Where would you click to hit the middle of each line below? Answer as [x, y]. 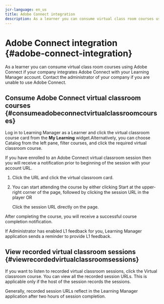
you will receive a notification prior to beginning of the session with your [78, 163]
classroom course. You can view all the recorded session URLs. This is [76, 276]
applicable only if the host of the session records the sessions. [68, 281]
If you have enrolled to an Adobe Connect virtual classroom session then [78, 158]
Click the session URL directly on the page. [55, 207]
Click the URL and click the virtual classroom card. [63, 178]
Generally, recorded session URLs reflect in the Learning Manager [72, 291]
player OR [22, 198]
